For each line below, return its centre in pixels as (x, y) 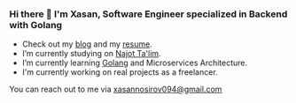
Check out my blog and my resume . (87, 44)
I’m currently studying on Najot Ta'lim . (91, 54)
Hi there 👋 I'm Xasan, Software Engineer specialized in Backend (148, 14)
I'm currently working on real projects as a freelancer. (120, 72)
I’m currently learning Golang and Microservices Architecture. (135, 63)
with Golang (36, 25)
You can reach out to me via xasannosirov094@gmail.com (116, 89)
